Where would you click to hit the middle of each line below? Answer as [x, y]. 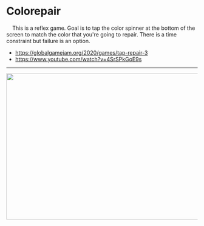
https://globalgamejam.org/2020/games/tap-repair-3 [81, 52]
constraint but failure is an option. [48, 41]
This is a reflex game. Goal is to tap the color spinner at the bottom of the [104, 28]
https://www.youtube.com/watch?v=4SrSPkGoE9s [78, 59]
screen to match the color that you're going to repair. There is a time [92, 34]
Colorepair [34, 11]
